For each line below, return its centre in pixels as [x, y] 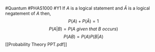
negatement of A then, [28, 13]
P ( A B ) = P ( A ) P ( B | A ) [83, 37]
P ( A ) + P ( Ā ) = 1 [83, 21]
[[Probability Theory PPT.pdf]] [36, 44]
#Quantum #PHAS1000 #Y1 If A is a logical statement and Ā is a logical [77, 8]
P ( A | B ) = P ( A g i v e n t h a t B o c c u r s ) [83, 29]
